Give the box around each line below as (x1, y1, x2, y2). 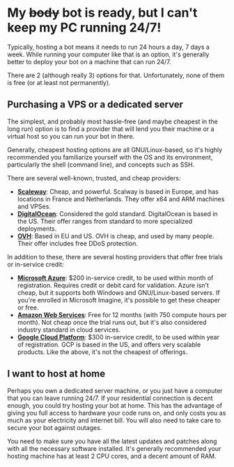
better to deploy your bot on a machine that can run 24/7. (7, 57, 171, 66)
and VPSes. (17, 202, 51, 210)
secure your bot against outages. (7, 423, 102, 431)
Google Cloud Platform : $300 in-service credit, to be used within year (17, 332, 219, 341)
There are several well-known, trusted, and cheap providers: (7, 174, 181, 182)
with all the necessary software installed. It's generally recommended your (7, 444, 221, 452)
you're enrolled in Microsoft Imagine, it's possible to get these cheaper (17, 296, 221, 304)
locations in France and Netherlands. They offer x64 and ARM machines (17, 194, 225, 203)
